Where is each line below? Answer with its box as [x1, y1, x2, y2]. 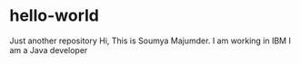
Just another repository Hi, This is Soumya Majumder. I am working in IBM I [9, 35, 291, 46]
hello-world [9, 5, 100, 26]
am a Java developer [9, 44, 88, 55]
